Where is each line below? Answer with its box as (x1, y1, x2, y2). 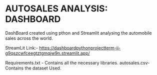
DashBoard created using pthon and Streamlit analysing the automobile (5, 30, 152, 36)
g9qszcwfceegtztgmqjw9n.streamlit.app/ (5, 50, 90, 56)
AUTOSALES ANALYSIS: (5, 3, 108, 14)
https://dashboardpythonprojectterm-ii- (39, 45, 121, 51)
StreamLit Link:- (5, 45, 38, 51)
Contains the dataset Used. (5, 65, 61, 71)
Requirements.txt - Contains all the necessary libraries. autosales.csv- (5, 60, 150, 66)
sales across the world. (5, 35, 53, 41)
